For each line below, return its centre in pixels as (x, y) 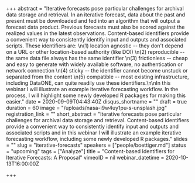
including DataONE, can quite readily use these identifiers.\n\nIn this (88, 83)
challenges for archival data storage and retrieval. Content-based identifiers (97, 120)
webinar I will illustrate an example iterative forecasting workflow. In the (92, 89)
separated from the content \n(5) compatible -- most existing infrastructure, (97, 77)
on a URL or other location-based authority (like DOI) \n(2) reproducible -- (95, 52)
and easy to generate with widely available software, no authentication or (95, 64)
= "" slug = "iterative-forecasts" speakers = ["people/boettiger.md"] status (96, 145)
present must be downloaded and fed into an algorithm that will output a (93, 21)
